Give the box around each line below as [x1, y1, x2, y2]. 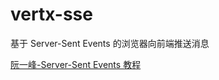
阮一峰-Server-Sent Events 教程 [10, 58, 142, 70]
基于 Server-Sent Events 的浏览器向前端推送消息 [10, 37, 210, 49]
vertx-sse [10, 3, 93, 26]
